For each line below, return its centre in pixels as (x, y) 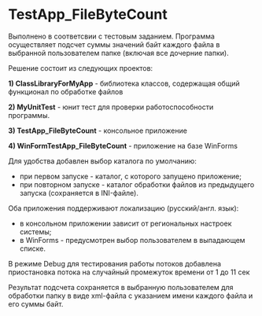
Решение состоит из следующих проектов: (81, 68)
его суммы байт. (36, 303)
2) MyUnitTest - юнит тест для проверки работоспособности (111, 107)
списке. (32, 248)
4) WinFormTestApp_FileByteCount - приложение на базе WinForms (123, 145)
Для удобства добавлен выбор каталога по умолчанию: (102, 161)
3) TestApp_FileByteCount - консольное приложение (98, 130)
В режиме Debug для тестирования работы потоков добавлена (115, 263)
